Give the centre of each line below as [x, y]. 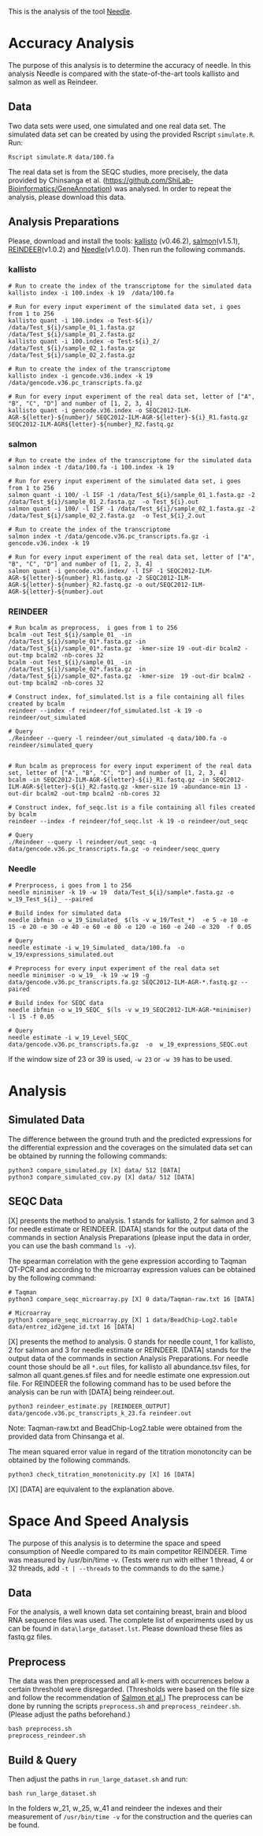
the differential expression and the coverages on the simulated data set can [131, 1147]
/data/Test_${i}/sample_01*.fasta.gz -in [77, 642]
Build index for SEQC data [59, 1003]
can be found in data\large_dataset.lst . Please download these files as [126, 1629]
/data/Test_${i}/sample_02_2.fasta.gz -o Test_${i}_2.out [107, 516]
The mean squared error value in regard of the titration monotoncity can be [130, 1451]
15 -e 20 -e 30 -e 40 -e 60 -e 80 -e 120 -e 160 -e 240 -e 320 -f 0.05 [130, 927]
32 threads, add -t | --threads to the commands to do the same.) [116, 1568]
